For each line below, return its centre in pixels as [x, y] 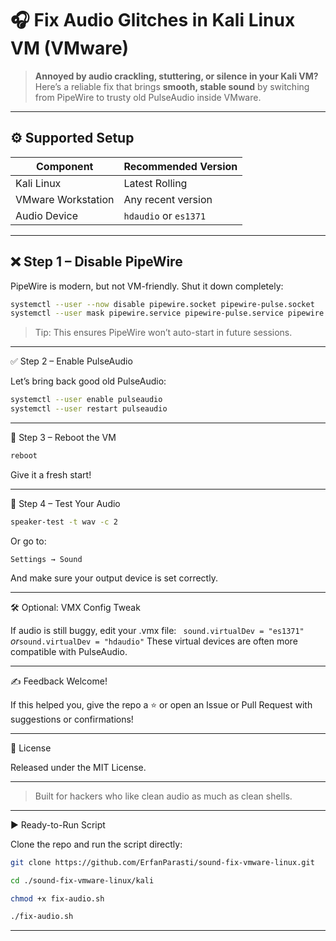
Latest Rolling [155, 183]
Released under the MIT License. [78, 767]
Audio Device [46, 215]
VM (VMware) [70, 48]
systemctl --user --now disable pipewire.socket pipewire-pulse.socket [162, 304]
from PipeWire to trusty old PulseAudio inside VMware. [148, 97]
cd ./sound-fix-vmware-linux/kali [82, 880]
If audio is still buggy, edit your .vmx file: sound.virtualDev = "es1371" [157, 630]
